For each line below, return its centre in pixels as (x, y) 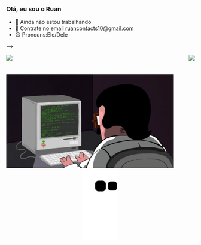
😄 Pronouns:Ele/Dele (41, 35)
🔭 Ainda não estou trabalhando (53, 22)
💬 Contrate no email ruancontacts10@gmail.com (74, 28)
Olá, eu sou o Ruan (34, 9)
